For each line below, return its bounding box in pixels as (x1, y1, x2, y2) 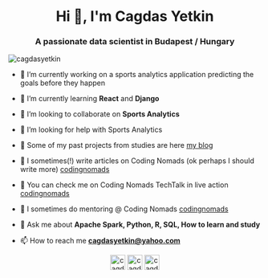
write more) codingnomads (19, 165, 110, 174)
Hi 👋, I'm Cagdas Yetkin (55, 7, 214, 26)
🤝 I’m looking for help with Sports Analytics (19, 125, 163, 135)
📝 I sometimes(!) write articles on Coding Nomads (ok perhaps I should (19, 156, 254, 166)
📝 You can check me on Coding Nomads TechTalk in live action (19, 180, 229, 190)
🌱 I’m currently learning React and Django (19, 94, 160, 104)
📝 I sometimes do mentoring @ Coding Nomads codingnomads (19, 204, 229, 214)
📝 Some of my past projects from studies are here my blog (19, 141, 213, 150)
